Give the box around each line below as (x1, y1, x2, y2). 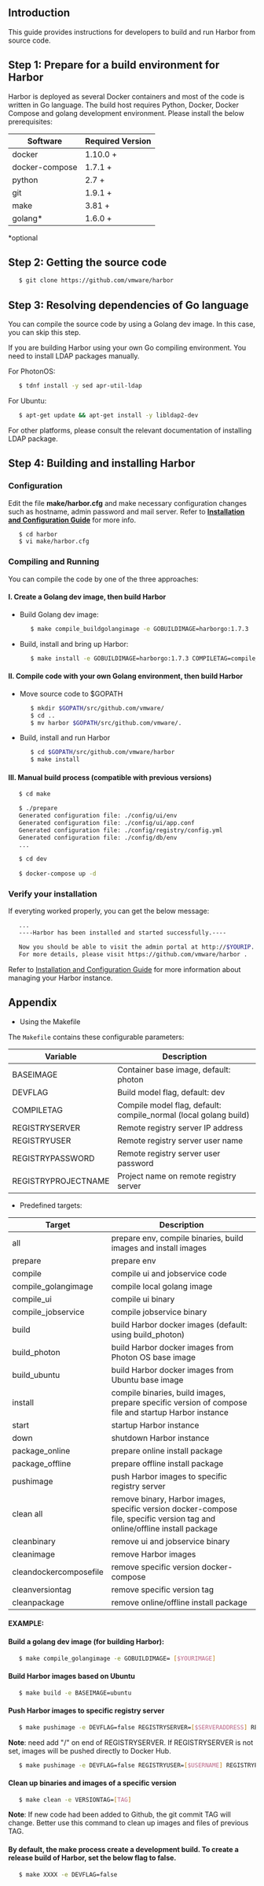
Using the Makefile (19, 1016, 81, 1027)
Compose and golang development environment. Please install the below (8, 108, 245, 117)
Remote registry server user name (117, 1134, 244, 1145)
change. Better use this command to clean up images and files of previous (8, 1818, 249, 1828)
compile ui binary (111, 1294, 175, 1305)
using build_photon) (111, 1329, 185, 1340)
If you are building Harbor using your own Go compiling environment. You (8, 343, 247, 353)
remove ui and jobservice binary (111, 1535, 230, 1546)
